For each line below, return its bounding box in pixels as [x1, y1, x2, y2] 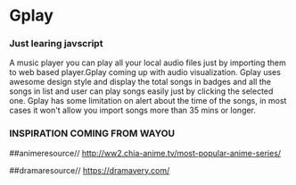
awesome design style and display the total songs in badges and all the [9, 77, 272, 88]
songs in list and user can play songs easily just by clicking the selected [9, 86, 274, 97]
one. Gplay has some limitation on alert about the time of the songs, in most [9, 96, 287, 106]
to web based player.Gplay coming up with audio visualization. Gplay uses [9, 67, 281, 78]
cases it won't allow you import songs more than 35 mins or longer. [9, 105, 257, 116]
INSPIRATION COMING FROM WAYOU [9, 127, 176, 139]
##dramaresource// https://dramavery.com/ [9, 164, 170, 175]
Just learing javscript [9, 38, 103, 50]
